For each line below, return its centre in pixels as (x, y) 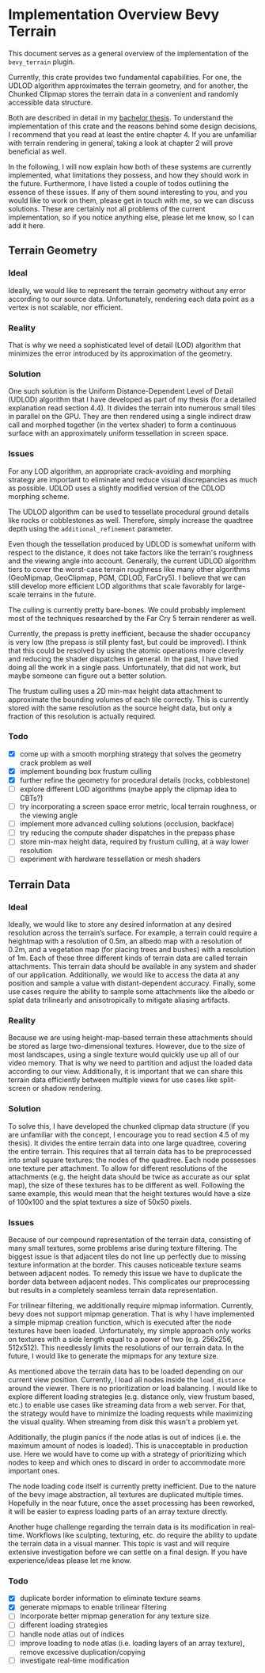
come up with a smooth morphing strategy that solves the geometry (131, 753)
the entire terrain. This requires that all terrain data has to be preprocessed (130, 1151)
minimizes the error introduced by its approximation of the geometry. (120, 353)
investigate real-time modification (74, 1660)
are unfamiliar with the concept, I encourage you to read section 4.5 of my (129, 1134)
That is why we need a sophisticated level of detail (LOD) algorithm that (125, 345)
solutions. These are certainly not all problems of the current (107, 208)
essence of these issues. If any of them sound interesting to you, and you (128, 192)
